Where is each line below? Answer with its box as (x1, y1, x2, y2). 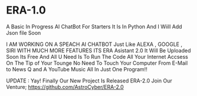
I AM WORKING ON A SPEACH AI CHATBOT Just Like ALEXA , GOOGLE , (6, 41, 183, 48)
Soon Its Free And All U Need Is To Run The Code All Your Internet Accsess (6, 53, 188, 60)
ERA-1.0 (6, 4, 46, 17)
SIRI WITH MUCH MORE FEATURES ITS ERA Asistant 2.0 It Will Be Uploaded (6, 47, 191, 54)
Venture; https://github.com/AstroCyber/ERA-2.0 (6, 83, 124, 90)
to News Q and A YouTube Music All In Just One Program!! (6, 65, 148, 72)
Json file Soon (6, 29, 41, 36)
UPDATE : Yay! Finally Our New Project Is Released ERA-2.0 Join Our (6, 77, 172, 84)
